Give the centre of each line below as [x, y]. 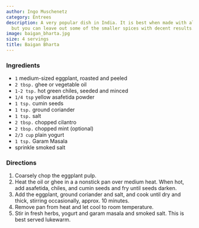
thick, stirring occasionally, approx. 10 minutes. [72, 201]
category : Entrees [29, 17]
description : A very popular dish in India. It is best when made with [96, 23]
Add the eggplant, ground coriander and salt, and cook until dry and [98, 195]
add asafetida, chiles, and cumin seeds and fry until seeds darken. [96, 188]
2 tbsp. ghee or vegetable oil [51, 85]
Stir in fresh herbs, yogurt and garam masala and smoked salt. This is [99, 213]
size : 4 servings [28, 39]
